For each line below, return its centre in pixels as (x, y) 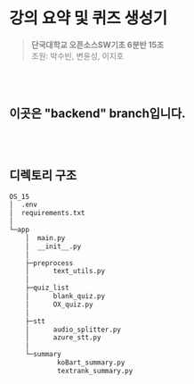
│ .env (24, 205)
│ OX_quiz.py (59, 305)
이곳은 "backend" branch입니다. (97, 114)
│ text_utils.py (65, 271)
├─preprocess (49, 263)
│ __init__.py (53, 246)
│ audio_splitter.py (73, 330)
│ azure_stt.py (63, 338)
